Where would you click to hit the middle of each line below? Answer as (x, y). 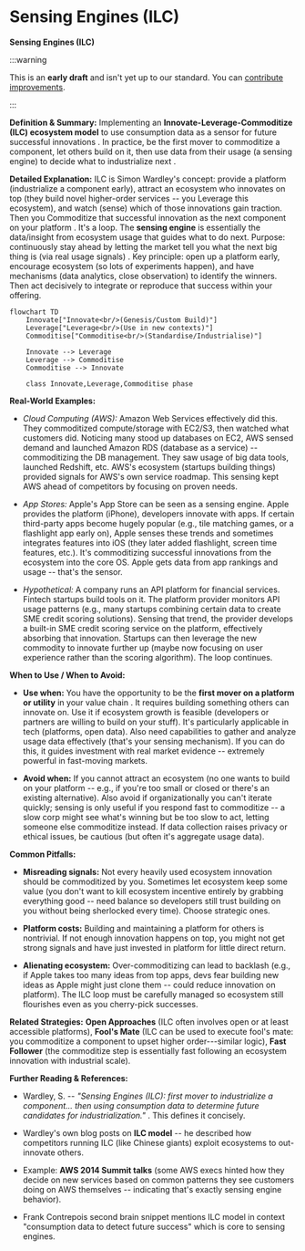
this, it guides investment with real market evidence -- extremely (144, 751)
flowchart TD (34, 312)
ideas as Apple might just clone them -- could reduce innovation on (149, 985)
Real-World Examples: (52, 401)
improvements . (37, 87)
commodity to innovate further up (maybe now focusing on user (142, 647)
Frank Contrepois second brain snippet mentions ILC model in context (153, 1216)
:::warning (28, 59)
